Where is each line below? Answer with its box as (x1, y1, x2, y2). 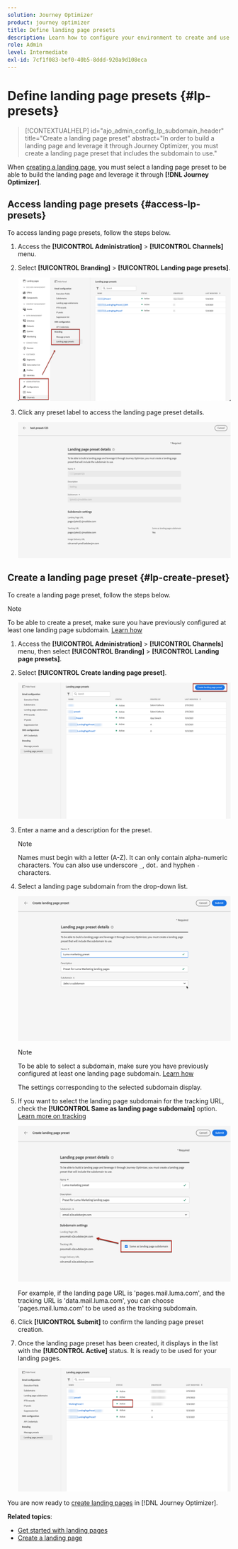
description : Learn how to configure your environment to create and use (7, 34, 230, 41)
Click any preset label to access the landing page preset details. (17, 408, 205, 417)
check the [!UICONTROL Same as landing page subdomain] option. (17, 1104, 217, 1113)
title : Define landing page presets (7, 26, 115, 33)
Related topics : (7, 1512, 53, 1521)
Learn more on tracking (17, 1112, 86, 1120)
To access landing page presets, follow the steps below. (7, 228, 171, 237)
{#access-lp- (140, 199, 200, 211)
